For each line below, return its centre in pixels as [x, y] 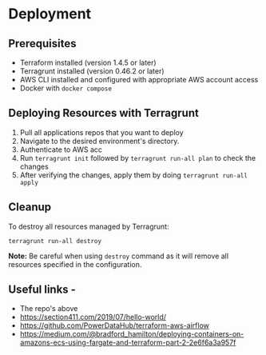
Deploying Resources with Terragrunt [104, 113]
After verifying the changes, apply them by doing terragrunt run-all [133, 175]
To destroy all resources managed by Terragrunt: [89, 226]
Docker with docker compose [66, 88]
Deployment [50, 14]
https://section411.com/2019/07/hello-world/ [93, 317]
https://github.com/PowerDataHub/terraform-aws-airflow [115, 325]
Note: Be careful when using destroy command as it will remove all [119, 256]
